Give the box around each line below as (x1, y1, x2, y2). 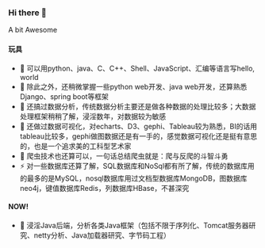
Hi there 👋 (8, 7, 48, 18)
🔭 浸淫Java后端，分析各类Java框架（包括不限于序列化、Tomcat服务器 (19, 220, 249, 230)
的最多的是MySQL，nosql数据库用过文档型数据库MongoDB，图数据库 (19, 174, 248, 183)
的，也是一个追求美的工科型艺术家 (19, 141, 132, 151)
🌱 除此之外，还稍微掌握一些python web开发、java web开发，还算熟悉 (19, 82, 248, 91)
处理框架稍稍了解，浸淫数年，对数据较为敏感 (19, 111, 167, 121)
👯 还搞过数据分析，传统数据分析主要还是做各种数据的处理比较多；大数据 (19, 101, 256, 111)
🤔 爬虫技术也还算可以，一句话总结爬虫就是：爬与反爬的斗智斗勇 (19, 151, 229, 161)
